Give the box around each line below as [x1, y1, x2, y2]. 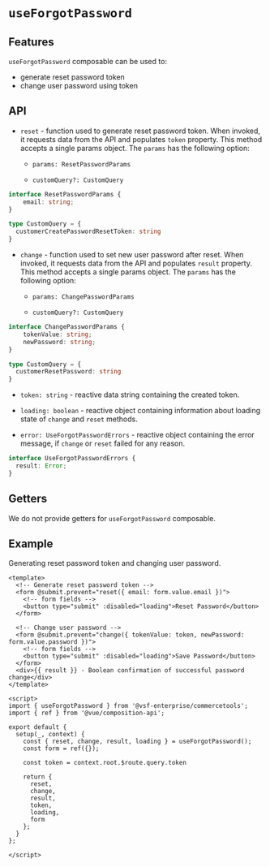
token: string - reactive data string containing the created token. [19, 390, 240, 399]
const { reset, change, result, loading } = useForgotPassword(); [23, 737, 252, 746]
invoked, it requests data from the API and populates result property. [19, 258, 253, 269]
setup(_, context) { [15, 731, 85, 739]
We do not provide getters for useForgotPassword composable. [8, 513, 216, 523]
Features [8, 35, 54, 49]
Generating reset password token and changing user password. [8, 559, 221, 568]
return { [23, 773, 53, 781]
